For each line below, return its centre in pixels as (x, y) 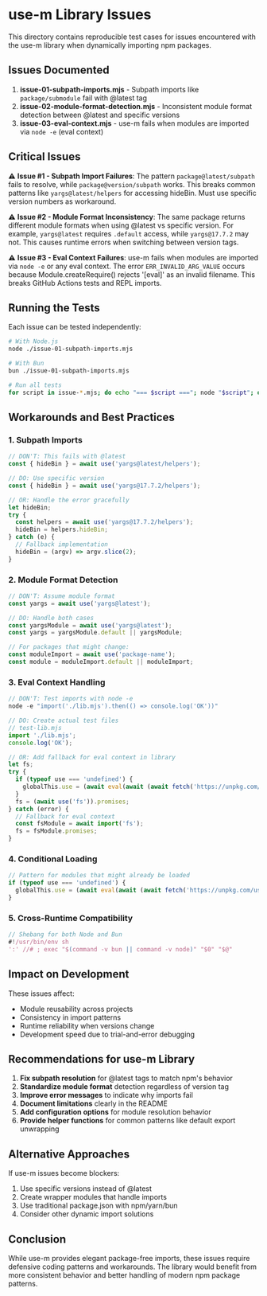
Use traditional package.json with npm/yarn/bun (99, 1206)
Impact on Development (69, 974)
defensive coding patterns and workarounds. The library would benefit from (132, 1267)
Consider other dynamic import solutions (87, 1214)
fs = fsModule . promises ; (56, 831)
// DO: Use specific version (56, 478)
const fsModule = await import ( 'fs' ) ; (80, 824)
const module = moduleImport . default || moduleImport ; (101, 662)
